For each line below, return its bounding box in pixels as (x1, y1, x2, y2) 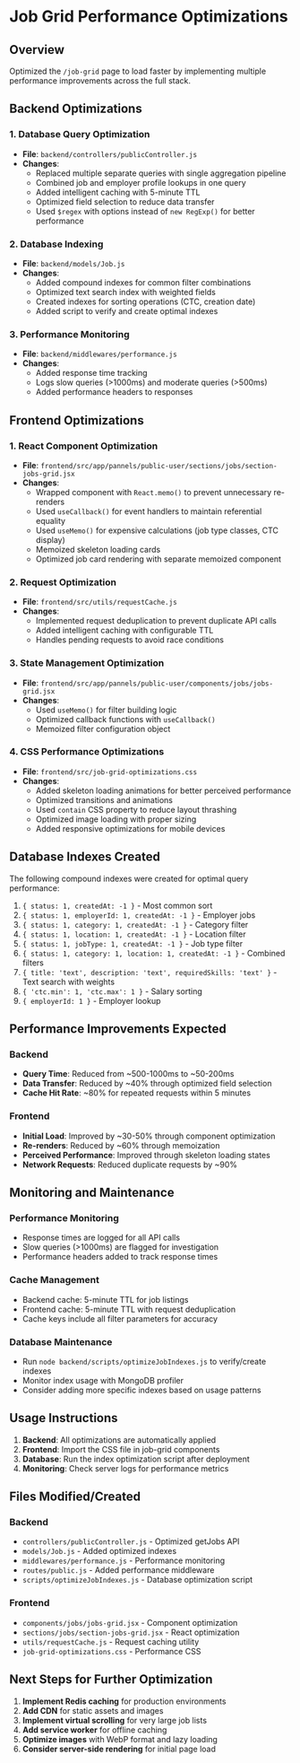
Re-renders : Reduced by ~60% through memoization (21, 1139, 220, 1150)
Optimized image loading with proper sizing (35, 814, 197, 825)
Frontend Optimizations (9, 413, 145, 428)
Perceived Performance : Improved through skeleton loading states (21, 1149, 270, 1160)
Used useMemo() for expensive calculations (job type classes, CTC (35, 525, 279, 536)
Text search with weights (21, 976, 115, 987)
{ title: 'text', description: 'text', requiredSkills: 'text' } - (21, 966, 278, 977)
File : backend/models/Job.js (21, 257, 125, 268)
